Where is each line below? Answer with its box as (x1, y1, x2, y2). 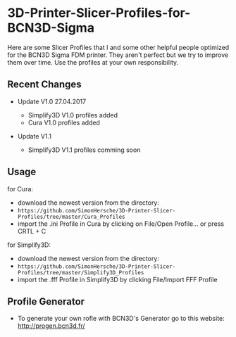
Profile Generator (7, 295, 85, 307)
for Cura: (7, 184, 34, 193)
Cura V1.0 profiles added (27, 118, 101, 127)
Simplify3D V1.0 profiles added (27, 110, 118, 119)
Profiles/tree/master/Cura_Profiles (17, 213, 125, 220)
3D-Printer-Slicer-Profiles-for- (7, 5, 191, 21)
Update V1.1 (17, 132, 51, 140)
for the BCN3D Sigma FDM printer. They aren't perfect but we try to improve (7, 51, 229, 59)
